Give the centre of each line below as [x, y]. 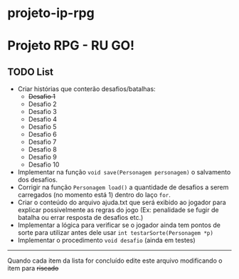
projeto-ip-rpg [51, 13]
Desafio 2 [42, 104]
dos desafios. [38, 180]
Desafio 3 [42, 112]
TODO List [30, 72]
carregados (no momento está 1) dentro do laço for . [94, 195]
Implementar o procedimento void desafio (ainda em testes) [106, 241]
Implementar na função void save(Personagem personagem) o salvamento [124, 172]
